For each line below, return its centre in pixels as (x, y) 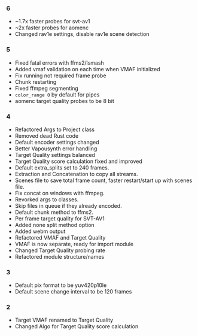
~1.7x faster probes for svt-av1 (52, 22)
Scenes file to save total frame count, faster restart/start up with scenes (103, 180)
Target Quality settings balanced (55, 155)
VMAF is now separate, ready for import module (74, 244)
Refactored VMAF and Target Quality (60, 237)
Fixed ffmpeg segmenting (47, 88)
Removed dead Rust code (47, 135)
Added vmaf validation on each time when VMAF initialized (87, 69)
